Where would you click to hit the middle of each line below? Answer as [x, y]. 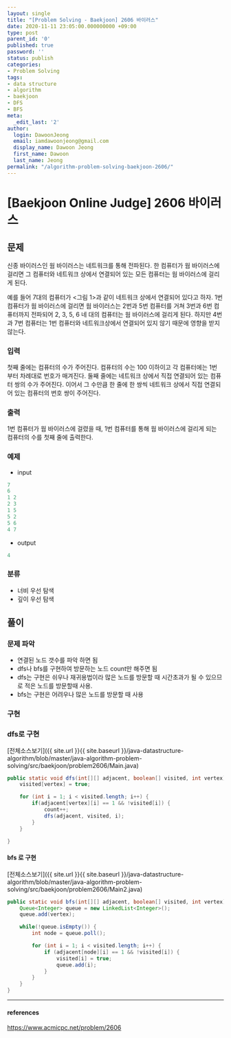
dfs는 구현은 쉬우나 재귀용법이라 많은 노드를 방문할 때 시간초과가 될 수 [110, 677]
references [23, 1012]
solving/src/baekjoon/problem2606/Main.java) [73, 765]
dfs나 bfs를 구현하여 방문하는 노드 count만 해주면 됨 [87, 669]
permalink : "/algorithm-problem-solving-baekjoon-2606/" [90, 167]
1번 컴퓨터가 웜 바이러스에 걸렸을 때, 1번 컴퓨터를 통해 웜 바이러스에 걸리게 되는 [112, 429]
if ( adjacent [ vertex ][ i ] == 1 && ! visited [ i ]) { [101, 803]
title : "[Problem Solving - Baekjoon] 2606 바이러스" [83, 20]
